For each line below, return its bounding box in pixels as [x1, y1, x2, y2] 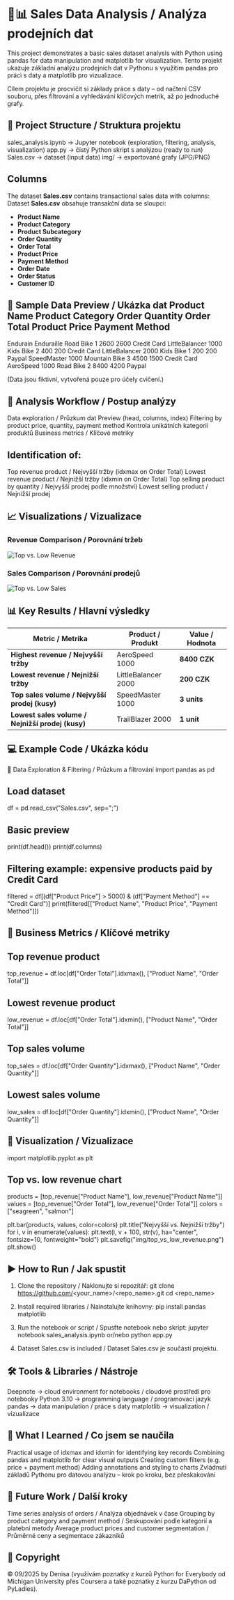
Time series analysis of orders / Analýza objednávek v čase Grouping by [7, 1509, 215, 1517]
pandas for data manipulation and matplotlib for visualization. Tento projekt [7, 56, 223, 64]
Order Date [17, 264, 50, 272]
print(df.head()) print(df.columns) [7, 843, 102, 851]
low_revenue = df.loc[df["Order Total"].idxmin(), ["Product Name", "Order [7, 1015, 218, 1024]
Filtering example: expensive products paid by [7, 863, 213, 875]
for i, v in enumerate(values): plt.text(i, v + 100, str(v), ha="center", [7, 1228, 198, 1236]
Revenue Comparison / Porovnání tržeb [7, 535, 143, 545]
